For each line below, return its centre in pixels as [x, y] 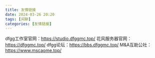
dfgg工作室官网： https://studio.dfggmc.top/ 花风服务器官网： [68, 38]
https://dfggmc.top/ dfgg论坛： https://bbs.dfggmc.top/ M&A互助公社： [78, 45]
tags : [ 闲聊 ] [18, 19]
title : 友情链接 [20, 10]
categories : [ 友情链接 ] [28, 24]
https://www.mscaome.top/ [33, 50]
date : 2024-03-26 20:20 [30, 14]
